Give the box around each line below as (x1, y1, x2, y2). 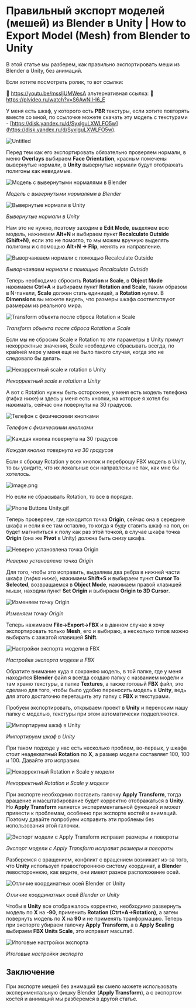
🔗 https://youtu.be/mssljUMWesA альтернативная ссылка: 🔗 (6, 90, 154, 97)
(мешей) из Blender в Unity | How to (6, 16, 187, 30)
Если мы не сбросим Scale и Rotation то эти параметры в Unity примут (6, 336, 184, 343)
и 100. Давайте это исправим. (6, 757, 81, 764)
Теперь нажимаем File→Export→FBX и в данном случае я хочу (6, 621, 165, 628)
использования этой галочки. (6, 822, 80, 829)
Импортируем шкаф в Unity (6, 733, 75, 740)
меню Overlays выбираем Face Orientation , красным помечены (6, 155, 167, 162)
